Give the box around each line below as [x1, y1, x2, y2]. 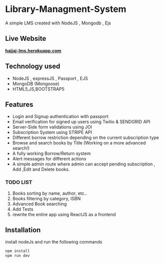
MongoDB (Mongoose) [12, 81, 60, 87]
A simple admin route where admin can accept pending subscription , [12, 161, 156, 167]
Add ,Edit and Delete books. [12, 166, 70, 172]
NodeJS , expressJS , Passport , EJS [12, 75, 88, 81]
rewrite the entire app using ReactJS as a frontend [12, 211, 116, 217]
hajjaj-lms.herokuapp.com [5, 47, 61, 53]
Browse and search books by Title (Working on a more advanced [12, 140, 146, 146]
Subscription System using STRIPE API [12, 130, 92, 135]
